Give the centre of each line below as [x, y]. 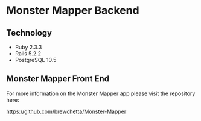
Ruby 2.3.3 [28, 47]
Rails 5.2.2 [28, 54]
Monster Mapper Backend [73, 11]
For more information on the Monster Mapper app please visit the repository [101, 93]
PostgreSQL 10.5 [36, 60]
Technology [29, 33]
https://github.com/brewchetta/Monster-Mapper [66, 111]
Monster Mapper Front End [58, 79]
